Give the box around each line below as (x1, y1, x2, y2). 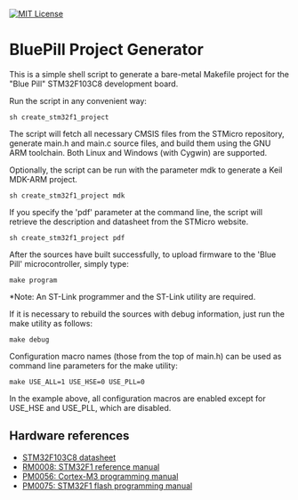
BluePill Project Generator (9, 40, 205, 60)
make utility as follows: (9, 318, 93, 328)
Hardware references (9, 428, 130, 444)
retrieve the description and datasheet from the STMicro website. (9, 216, 249, 227)
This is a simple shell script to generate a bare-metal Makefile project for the (9, 69, 289, 79)
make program (9, 276, 58, 285)
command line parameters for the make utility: (9, 360, 178, 371)
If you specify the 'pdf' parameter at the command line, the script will (9, 206, 263, 217)
